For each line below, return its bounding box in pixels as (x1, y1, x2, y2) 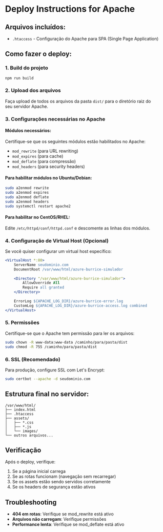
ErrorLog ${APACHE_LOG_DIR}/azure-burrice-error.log (14, 299, 123, 304)
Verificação (5, 446, 41, 454)
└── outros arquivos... (5, 433, 54, 438)
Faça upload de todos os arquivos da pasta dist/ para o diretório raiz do (5, 98, 151, 104)
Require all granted (22, 285, 64, 290)
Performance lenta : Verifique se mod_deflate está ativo (12, 521, 124, 528)
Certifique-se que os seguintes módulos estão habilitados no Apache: (5, 138, 146, 144)
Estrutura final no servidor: (5, 390, 89, 398)
